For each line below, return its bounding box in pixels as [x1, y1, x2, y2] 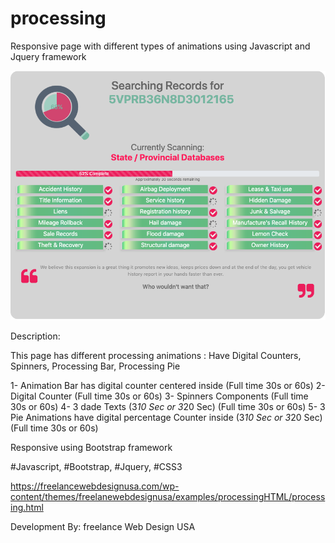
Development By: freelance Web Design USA [10, 520, 196, 532]
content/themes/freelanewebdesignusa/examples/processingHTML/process [10, 490, 326, 502]
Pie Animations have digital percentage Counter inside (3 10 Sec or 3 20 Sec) [10, 411, 323, 423]
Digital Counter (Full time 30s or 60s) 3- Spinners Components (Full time [10, 390, 309, 402]
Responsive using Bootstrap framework [10, 441, 173, 453]
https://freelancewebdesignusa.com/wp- [10, 480, 180, 492]
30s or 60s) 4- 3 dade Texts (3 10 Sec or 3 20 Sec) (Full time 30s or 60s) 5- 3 [10, 400, 326, 412]
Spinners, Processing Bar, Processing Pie [10, 360, 181, 372]
